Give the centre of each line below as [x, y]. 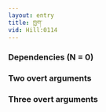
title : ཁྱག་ [26, 23]
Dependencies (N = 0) [51, 57]
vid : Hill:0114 [33, 30]
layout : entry [31, 15]
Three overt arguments [53, 99]
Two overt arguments [50, 78]
